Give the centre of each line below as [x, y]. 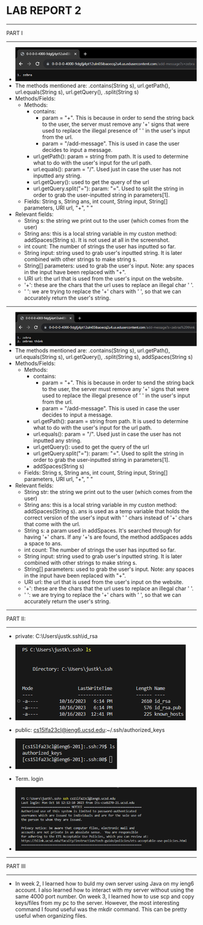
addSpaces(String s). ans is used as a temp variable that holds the [106, 511]
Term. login [29, 779]
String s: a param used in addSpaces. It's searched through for [102, 530]
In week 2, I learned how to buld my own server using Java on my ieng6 [105, 884]
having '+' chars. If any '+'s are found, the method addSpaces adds [108, 537]
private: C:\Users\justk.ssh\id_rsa [56, 636]
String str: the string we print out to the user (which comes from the [108, 492]
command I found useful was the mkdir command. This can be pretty [101, 909]
